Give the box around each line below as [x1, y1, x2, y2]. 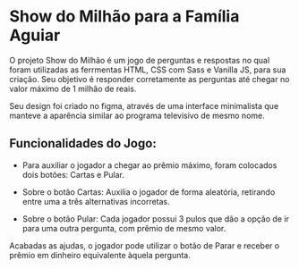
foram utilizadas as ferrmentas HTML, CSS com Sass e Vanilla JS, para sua [9, 64, 286, 75]
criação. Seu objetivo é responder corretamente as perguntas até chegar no [9, 73, 290, 84]
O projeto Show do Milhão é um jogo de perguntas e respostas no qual [9, 55, 270, 65]
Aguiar [9, 25, 61, 46]
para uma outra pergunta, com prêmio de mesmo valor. [21, 223, 226, 233]
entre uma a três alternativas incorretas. [21, 196, 170, 206]
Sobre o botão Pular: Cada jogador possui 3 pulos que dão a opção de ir [21, 213, 289, 224]
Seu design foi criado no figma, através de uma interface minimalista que [9, 100, 279, 111]
